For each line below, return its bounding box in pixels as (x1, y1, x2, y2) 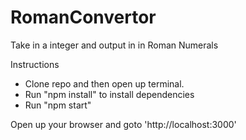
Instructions (10, 58, 60, 70)
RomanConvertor (10, 6, 157, 29)
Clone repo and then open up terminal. (24, 77, 185, 90)
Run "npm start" (24, 99, 92, 111)
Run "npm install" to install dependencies (24, 88, 195, 100)
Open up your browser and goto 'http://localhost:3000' (10, 118, 237, 130)
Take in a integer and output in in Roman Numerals (10, 39, 219, 51)
